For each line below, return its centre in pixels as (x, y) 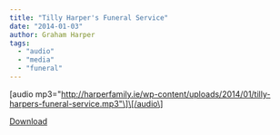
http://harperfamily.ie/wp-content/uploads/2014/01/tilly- (165, 94)
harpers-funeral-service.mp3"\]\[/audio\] (86, 103)
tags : (20, 43)
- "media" (36, 60)
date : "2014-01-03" (46, 26)
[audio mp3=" (35, 94)
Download (29, 121)
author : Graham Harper (52, 34)
